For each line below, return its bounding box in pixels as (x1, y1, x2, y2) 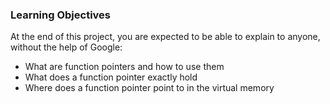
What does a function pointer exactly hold (24, 71, 198, 83)
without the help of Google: (10, 41, 123, 53)
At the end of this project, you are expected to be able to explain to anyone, (10, 31, 321, 43)
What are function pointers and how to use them (24, 61, 225, 73)
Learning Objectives (10, 8, 112, 22)
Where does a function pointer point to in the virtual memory (24, 82, 275, 94)
